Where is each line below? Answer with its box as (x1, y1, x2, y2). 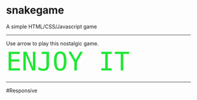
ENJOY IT (6, 46, 130, 77)
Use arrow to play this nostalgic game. (6, 39, 99, 47)
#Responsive (6, 86, 38, 94)
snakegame (6, 4, 64, 17)
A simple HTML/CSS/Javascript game (6, 23, 97, 30)
